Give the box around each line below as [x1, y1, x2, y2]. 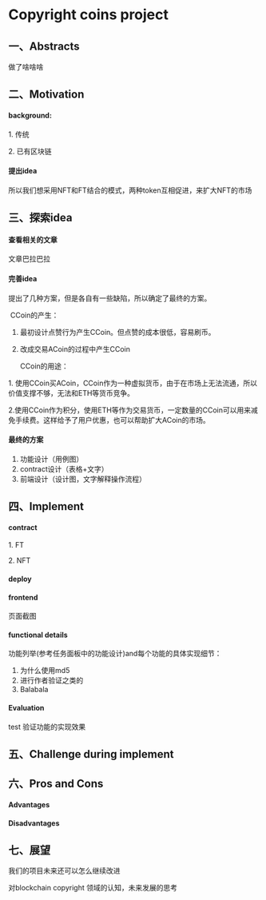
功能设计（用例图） [19, 454, 84, 464]
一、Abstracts [8, 39, 80, 53]
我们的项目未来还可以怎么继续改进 [8, 866, 121, 876]
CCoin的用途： [19, 361, 69, 371]
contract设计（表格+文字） [19, 464, 109, 473]
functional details [8, 630, 68, 639]
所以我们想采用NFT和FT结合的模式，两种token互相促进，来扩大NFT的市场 [8, 185, 252, 195]
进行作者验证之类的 [19, 675, 84, 685]
